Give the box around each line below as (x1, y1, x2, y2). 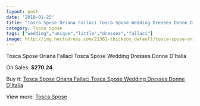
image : (6, 36, 23, 42)
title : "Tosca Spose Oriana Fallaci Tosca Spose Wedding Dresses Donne (6, 20, 187, 25)
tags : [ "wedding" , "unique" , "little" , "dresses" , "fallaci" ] (6, 31, 153, 37)
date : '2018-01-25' (6, 14, 55, 20)
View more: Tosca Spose (6, 93, 67, 100)
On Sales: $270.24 (6, 64, 53, 71)
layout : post (6, 8, 39, 15)
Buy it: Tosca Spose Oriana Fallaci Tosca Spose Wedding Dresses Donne (6, 75, 185, 82)
